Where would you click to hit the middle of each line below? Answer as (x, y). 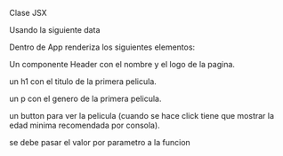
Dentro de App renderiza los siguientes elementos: (102, 47)
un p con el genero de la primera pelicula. (85, 98)
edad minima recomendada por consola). (85, 125)
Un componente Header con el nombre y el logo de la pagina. (122, 64)
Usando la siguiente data (55, 30)
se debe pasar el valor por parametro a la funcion (100, 142)
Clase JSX (28, 13)
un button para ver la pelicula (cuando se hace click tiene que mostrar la (141, 116)
